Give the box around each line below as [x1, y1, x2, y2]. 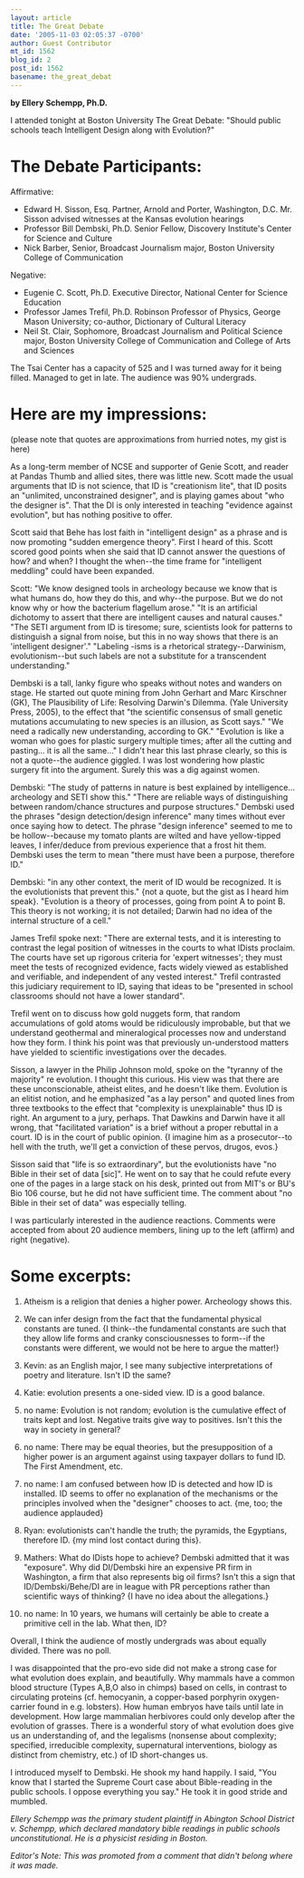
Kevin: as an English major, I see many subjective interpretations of [23, 1359, 273, 1370]
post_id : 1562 [10, 64, 64, 73]
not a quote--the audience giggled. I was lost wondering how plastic [10, 754, 265, 765]
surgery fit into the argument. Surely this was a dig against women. [10, 764, 261, 775]
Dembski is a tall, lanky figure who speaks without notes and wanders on [10, 677, 282, 688]
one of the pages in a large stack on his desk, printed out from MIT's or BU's [10, 1178, 296, 1189]
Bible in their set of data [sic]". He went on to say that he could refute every [10, 1168, 291, 1179]
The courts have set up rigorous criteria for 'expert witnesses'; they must [10, 951, 283, 962]
